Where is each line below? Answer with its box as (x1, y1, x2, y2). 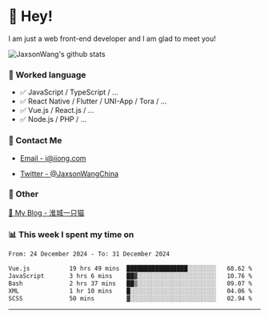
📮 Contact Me (8, 135, 62, 147)
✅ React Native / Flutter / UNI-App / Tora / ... (19, 96, 167, 107)
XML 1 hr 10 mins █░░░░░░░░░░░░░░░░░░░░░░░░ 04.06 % (8, 287, 252, 295)
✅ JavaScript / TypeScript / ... (19, 87, 118, 97)
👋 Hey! (8, 7, 54, 26)
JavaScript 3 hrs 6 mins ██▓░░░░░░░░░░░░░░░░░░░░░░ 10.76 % (8, 272, 252, 280)
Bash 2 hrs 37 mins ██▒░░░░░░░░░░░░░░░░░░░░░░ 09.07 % (8, 280, 252, 288)
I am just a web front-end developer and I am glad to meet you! (8, 34, 216, 43)
